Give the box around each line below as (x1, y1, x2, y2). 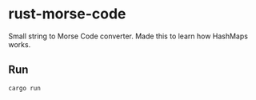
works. (8, 39, 31, 49)
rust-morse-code (8, 5, 126, 23)
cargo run (8, 84, 42, 92)
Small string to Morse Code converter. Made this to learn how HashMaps (8, 31, 248, 41)
